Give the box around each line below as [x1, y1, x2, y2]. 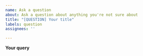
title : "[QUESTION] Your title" [5, 17, 74, 22]
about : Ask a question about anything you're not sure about [5, 12, 138, 17]
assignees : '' [5, 26, 36, 32]
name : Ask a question [5, 7, 52, 13]
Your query [5, 45, 30, 51]
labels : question [5, 21, 42, 27]
